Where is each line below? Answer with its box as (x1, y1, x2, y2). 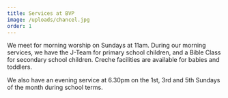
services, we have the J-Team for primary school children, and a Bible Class (7, 48, 221, 56)
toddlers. (7, 63, 33, 71)
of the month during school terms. (7, 83, 104, 92)
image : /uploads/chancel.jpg (7, 16, 90, 23)
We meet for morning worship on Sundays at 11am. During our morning (7, 42, 206, 50)
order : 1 (7, 22, 32, 29)
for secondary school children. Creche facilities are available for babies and (7, 56, 220, 64)
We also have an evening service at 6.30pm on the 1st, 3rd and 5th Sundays (7, 76, 220, 84)
